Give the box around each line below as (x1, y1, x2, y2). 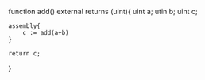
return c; (8, 50, 41, 58)
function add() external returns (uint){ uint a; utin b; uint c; (8, 7, 198, 16)
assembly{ (8, 22, 41, 30)
